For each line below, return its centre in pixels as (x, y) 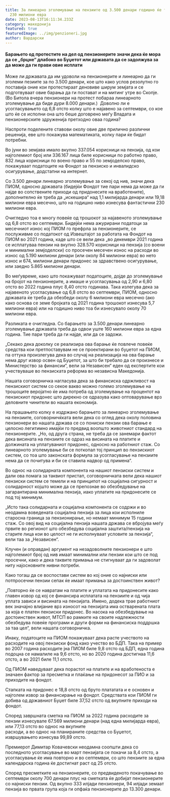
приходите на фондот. (29, 680)
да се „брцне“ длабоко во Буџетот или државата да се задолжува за (82, 60)
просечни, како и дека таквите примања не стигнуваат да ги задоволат (83, 560)
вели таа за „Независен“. (32, 539)
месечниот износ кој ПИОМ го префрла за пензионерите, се (71, 229)
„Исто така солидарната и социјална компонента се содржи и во (76, 507)
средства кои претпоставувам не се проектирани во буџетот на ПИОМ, (83, 349)
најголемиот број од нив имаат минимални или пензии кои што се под (81, 554)
